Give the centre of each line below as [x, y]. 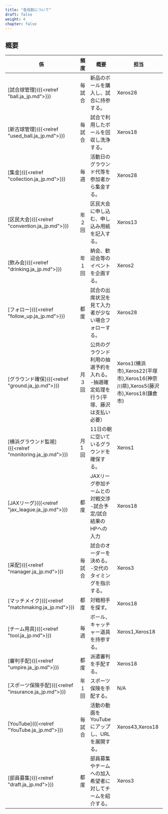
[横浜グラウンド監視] [32, 442]
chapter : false [21, 24]
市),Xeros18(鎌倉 [137, 394]
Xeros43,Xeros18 [138, 727]
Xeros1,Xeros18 [136, 632]
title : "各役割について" [28, 10]
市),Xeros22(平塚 [137, 371]
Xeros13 [127, 222]
